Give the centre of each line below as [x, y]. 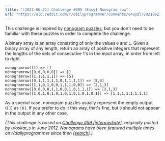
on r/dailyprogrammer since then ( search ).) [49, 133]
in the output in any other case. [37, 113]
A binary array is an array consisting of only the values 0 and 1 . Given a [77, 43]
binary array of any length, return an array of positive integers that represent [82, 48]
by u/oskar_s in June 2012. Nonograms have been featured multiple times [80, 128]
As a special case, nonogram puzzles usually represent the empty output [79, 102]
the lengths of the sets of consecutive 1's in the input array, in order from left [82, 53]
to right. [13, 58]
